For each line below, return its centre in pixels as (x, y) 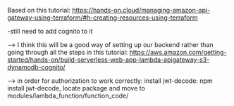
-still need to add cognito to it (50, 31)
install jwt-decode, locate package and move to (76, 88)
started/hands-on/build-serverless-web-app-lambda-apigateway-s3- (109, 60)
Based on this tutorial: (39, 10)
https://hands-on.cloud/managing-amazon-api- (141, 10)
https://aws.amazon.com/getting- (178, 52)
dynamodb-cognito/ (36, 67)
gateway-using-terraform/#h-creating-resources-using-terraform (103, 18)
